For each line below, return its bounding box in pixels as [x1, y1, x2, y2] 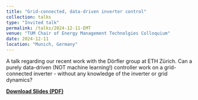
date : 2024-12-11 [6, 36, 49, 42]
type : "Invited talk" [6, 19, 60, 25]
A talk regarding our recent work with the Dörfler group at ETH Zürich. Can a [6, 57, 193, 65]
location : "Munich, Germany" [6, 42, 78, 48]
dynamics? [6, 76, 33, 83]
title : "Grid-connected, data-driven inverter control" [6, 8, 147, 15]
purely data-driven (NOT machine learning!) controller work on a [6, 64, 163, 71]
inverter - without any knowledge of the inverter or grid [33, 70, 168, 77]
